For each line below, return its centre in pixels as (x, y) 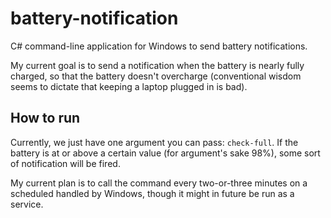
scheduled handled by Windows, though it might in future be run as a (152, 193)
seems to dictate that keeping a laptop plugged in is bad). (129, 86)
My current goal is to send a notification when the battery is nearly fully (157, 65)
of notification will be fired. (65, 163)
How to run (45, 118)
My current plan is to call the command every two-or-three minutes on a (159, 183)
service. (27, 204)
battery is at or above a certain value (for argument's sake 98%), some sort (165, 153)
